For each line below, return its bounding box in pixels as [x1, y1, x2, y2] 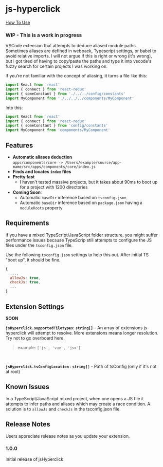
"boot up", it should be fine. [5, 257, 61, 262]
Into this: [5, 105, 23, 111]
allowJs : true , [10, 275, 41, 280]
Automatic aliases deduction [12, 154, 72, 160]
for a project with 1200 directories [19, 184, 88, 190]
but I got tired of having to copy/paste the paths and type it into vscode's [5, 58, 152, 64]
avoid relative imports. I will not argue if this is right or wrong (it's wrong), [5, 53, 152, 59]
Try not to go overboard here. [5, 335, 65, 341]
